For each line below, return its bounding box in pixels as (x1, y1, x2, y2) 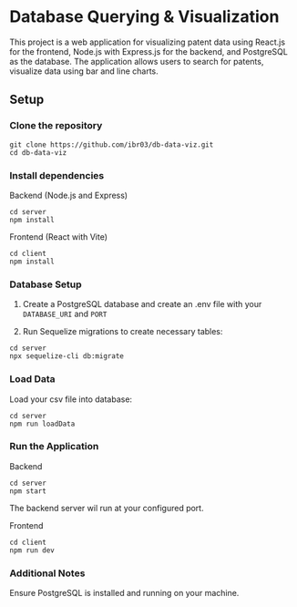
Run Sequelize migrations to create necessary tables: (22, 326, 223, 337)
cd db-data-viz (9, 148, 67, 157)
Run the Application (9, 440, 99, 453)
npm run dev (9, 545, 55, 555)
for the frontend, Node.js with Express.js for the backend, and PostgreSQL (9, 46, 289, 57)
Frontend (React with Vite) (9, 231, 108, 242)
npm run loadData (9, 419, 76, 428)
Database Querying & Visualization (9, 6, 280, 27)
